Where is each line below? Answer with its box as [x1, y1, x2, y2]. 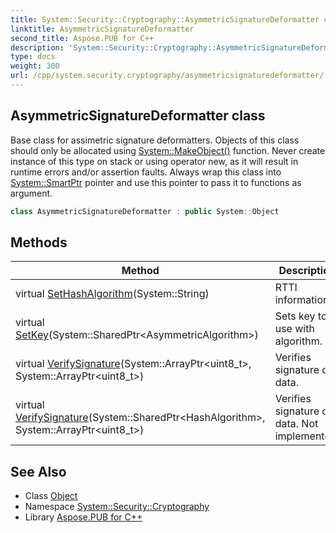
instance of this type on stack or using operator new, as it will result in [10, 155, 299, 167]
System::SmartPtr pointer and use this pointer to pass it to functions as [10, 176, 302, 188]
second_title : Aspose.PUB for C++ [10, 33, 155, 43]
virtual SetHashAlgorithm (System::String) [15, 287, 210, 301]
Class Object [24, 490, 78, 502]
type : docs [10, 52, 56, 62]
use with [274, 322, 315, 336]
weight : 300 [10, 61, 60, 71]
